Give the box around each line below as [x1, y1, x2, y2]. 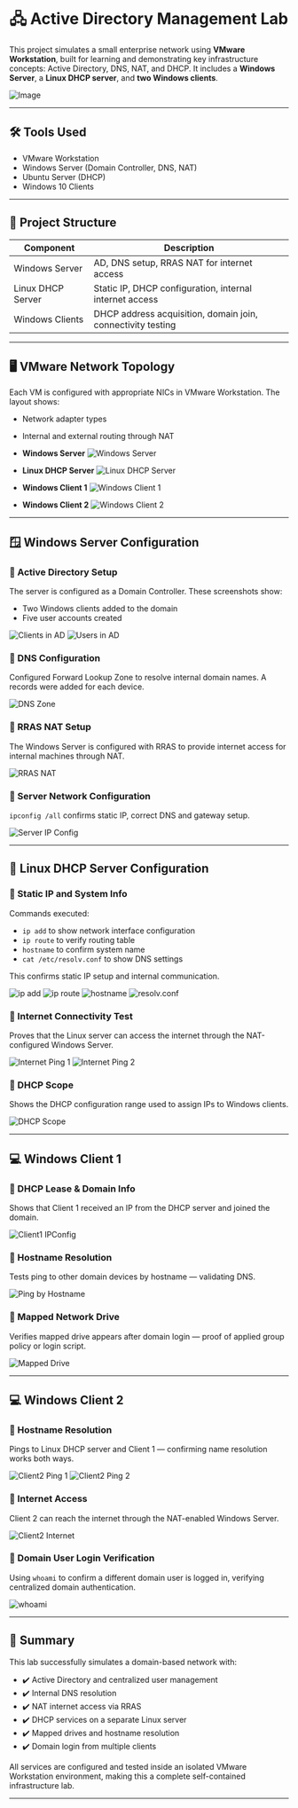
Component [23, 241, 75, 254]
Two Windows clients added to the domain [21, 603, 178, 614]
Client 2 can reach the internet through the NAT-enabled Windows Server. [9, 1513, 279, 1523]
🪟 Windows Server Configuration [9, 535, 200, 550]
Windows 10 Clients [21, 181, 95, 192]
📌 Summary [9, 1633, 75, 1648]
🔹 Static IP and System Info [9, 888, 128, 900]
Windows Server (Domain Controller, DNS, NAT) [21, 162, 198, 173]
